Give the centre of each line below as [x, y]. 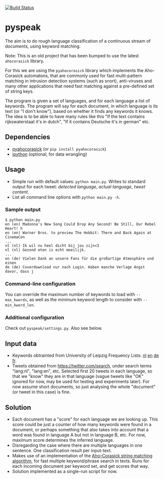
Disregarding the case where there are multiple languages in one [77, 445]
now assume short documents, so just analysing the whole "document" [84, 387]
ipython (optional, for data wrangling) [50, 154]
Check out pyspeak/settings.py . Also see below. [54, 328]
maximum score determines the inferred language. [63, 440]
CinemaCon [15, 237]
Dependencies [28, 137]
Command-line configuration [40, 284]
